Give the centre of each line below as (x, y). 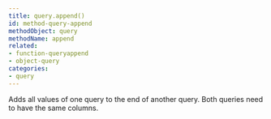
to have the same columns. (54, 108)
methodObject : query (43, 31)
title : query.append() (47, 16)
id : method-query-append (50, 23)
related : (23, 46)
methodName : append (41, 38)
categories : (28, 69)
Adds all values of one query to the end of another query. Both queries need (136, 99)
